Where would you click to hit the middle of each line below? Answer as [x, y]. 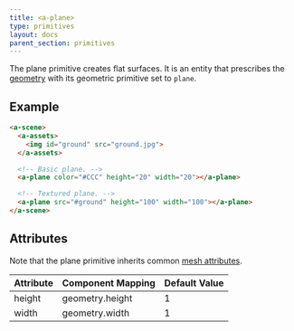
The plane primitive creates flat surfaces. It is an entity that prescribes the [147, 69]
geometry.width [95, 313]
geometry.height [97, 298]
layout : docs [34, 34]
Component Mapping [109, 283]
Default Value [194, 283]
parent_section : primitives [62, 43]
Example [34, 106]
